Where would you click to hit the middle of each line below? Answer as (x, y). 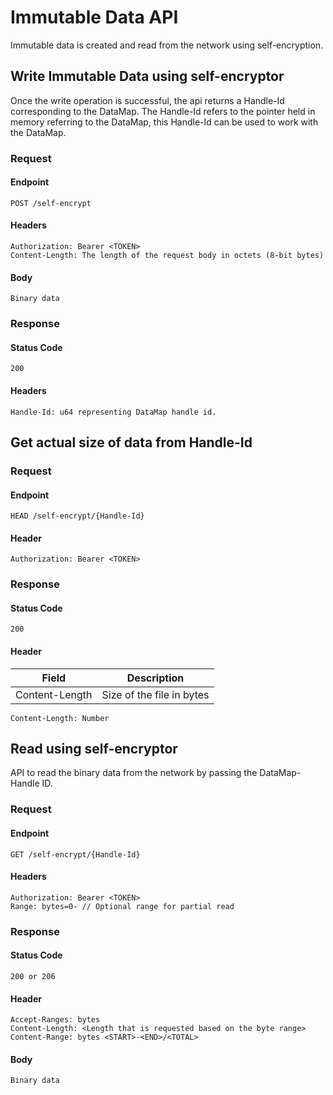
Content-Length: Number (60, 718)
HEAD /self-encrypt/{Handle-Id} (77, 516)
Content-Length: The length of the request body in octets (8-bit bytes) (167, 256)
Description (155, 678)
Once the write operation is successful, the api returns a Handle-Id (147, 100)
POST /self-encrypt (51, 203)
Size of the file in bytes (155, 694)
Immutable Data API (94, 17)
